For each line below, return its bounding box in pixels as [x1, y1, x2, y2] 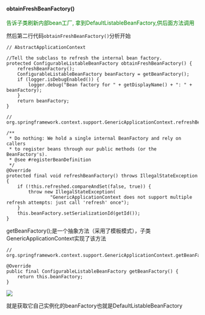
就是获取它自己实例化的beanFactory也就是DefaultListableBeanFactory [6, 302, 183, 309]
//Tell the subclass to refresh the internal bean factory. [6, 55, 163, 61]
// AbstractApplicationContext [6, 45, 86, 51]
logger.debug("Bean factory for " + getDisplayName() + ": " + [28, 82, 192, 88]
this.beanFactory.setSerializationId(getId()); [17, 210, 140, 217]
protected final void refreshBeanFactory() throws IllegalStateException [6, 173, 198, 179]
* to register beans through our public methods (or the [9, 146, 157, 152]
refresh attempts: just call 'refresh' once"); [6, 199, 130, 206]
